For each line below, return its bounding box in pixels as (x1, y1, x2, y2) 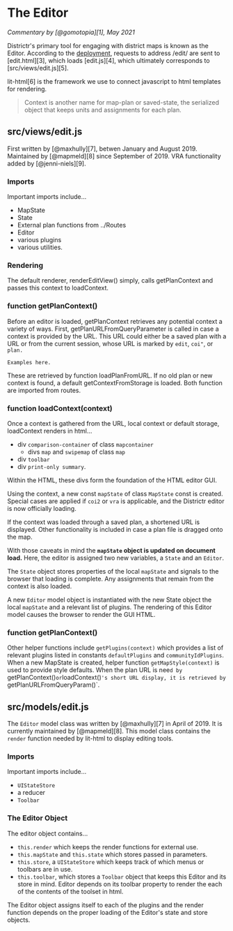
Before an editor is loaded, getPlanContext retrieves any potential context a (7, 317, 223, 325)
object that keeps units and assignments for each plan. (24, 105, 182, 114)
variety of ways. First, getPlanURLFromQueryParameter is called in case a (7, 325, 219, 333)
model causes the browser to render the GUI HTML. (7, 610, 156, 618)
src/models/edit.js (7, 701, 89, 713)
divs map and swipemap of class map (27, 447, 126, 456)
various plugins (17, 236, 62, 244)
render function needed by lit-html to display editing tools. (7, 734, 174, 743)
